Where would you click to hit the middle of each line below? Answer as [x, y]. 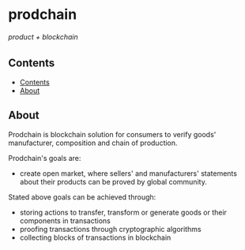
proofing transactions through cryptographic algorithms [110, 229]
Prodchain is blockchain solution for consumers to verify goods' [112, 134]
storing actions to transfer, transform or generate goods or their [123, 212]
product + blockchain [43, 36]
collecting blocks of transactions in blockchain [95, 237]
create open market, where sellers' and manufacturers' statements [128, 173]
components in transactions [65, 220]
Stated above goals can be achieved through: [82, 197]
